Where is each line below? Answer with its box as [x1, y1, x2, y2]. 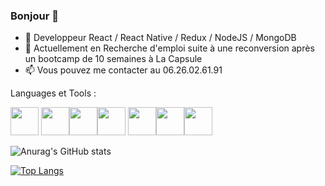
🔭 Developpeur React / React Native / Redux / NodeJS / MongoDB [24, 32, 297, 44]
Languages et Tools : [10, 87, 97, 99]
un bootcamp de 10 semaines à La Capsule [24, 53, 203, 65]
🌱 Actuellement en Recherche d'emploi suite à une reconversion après [24, 42, 315, 54]
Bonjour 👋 [10, 9, 59, 23]
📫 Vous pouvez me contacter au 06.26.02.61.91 [24, 64, 223, 76]
